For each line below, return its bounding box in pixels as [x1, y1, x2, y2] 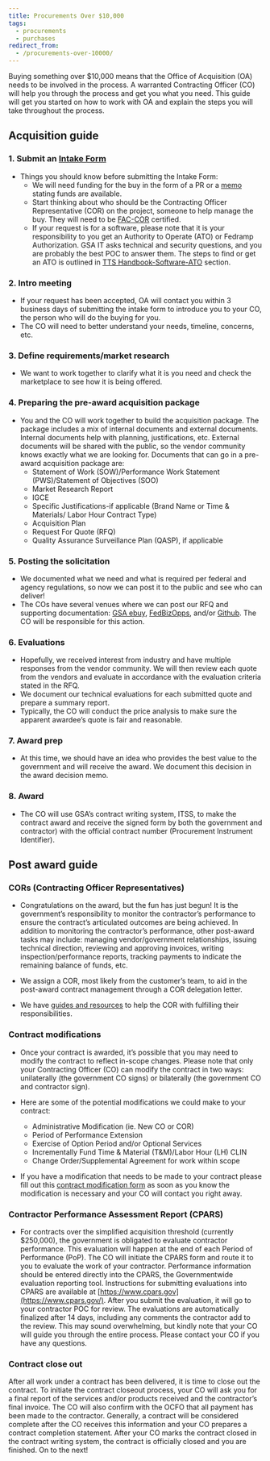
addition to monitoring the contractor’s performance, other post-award [19, 926, 255, 936]
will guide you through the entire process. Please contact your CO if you [19, 1330, 260, 1339]
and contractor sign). [19, 1081, 90, 1091]
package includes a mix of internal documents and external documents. [19, 424, 259, 434]
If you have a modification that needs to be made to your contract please [19, 1171, 262, 1181]
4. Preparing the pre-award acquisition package [8, 397, 200, 408]
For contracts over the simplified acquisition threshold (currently [19, 1227, 234, 1237]
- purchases [15, 34, 56, 43]
